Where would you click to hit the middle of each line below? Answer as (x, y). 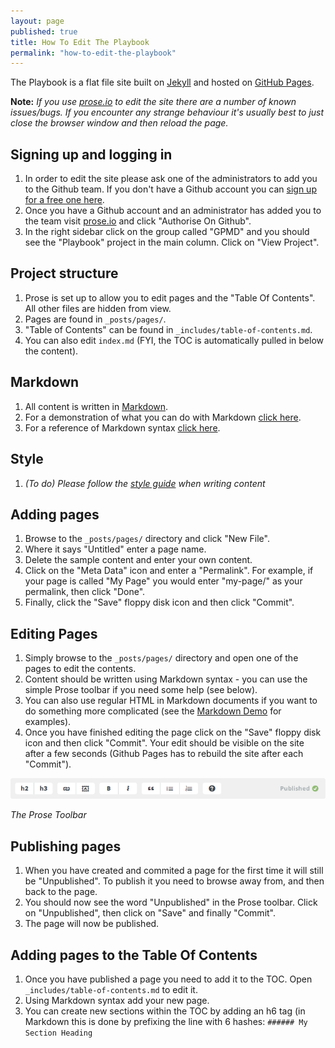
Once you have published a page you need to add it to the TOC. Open (168, 979)
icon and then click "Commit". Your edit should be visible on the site (164, 743)
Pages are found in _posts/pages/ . (95, 319)
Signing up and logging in (91, 154)
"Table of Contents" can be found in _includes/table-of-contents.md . (168, 329)
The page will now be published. (92, 924)
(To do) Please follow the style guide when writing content (145, 483)
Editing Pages (54, 633)
